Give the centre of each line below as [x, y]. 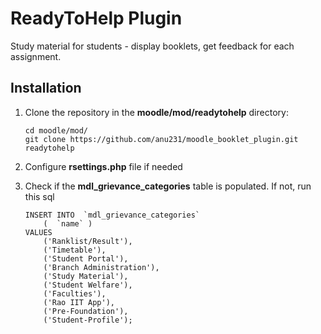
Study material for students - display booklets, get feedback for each [152, 46]
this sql [39, 196]
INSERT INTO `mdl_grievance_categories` [112, 215]
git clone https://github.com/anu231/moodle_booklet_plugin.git [161, 139]
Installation [46, 88]
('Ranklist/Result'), [88, 241]
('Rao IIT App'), [79, 302]
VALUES [38, 232]
